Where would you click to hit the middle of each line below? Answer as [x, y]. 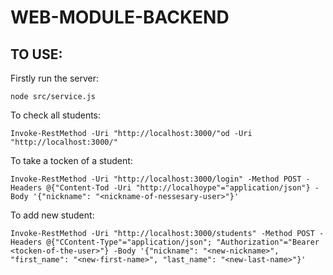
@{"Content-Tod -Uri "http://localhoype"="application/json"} [178, 188]
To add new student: [52, 215]
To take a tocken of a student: [71, 160]
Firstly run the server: [54, 78]
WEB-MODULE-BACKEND [120, 17]
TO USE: [36, 54]
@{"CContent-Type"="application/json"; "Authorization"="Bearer [183, 242]
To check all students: [56, 115]
